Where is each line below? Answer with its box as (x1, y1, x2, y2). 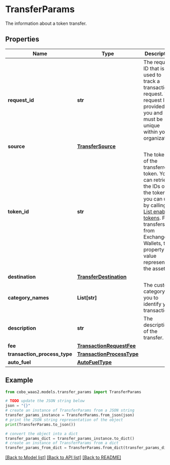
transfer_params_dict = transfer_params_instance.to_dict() (5, 436, 135, 441)
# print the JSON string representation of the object (5, 417, 123, 422)
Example (5, 376, 33, 384)
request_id (8, 96, 34, 103)
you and (143, 109, 163, 116)
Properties (5, 35, 39, 44)
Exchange (143, 233, 167, 240)
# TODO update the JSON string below (5, 399, 85, 404)
